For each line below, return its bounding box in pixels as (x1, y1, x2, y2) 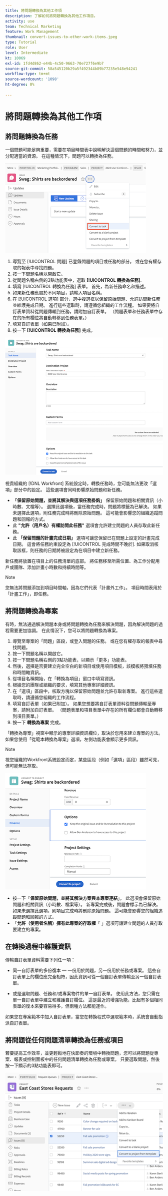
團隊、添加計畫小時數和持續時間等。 (13, 564, 88, 570)
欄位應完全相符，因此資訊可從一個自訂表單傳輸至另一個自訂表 (34, 973, 161, 979)
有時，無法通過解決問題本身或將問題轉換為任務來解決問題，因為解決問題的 (5, 621, 158, 627)
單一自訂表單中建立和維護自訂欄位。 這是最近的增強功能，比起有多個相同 (12, 996, 163, 1003)
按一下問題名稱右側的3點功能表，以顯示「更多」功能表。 (12, 657, 129, 663)
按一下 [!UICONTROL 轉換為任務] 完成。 (12, 327, 95, 333)
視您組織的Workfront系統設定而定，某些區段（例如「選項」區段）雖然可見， (5, 756, 162, 763)
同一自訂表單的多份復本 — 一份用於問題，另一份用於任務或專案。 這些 (12, 967, 156, 973)
